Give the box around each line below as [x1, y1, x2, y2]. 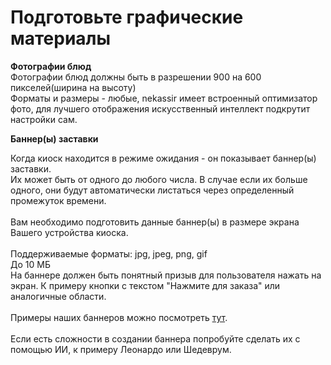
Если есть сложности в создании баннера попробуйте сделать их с [10, 332, 301, 345]
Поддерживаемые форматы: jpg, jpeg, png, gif [10, 247, 208, 260]
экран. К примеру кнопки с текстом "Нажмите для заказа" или [10, 279, 281, 291]
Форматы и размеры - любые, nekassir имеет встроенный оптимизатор [10, 92, 318, 104]
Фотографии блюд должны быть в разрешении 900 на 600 [10, 71, 262, 83]
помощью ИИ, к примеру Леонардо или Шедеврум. [10, 343, 232, 355]
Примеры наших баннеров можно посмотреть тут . [10, 311, 228, 323]
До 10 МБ [10, 258, 51, 270]
